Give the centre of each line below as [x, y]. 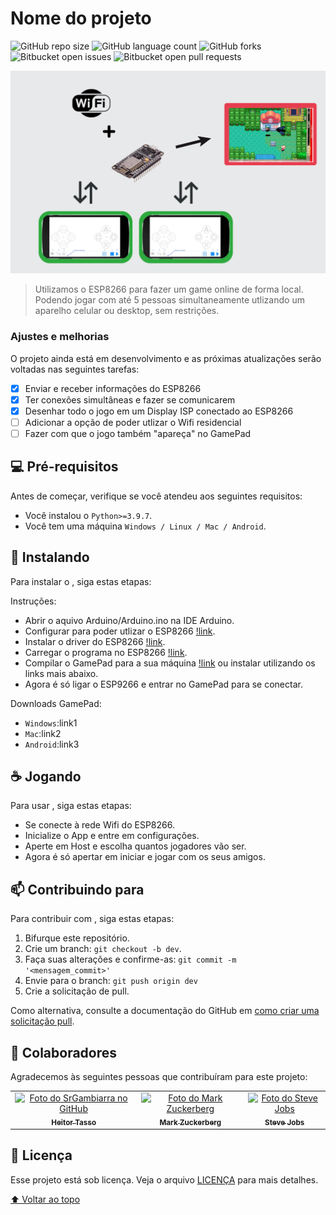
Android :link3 [52, 744]
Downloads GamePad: [56, 703]
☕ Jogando [46, 776]
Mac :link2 [43, 733]
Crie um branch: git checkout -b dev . [103, 949]
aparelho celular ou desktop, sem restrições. [127, 311]
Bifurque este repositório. [77, 938]
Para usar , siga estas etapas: [71, 806]
